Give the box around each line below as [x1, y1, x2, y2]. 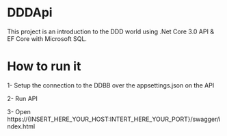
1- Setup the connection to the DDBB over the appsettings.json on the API [7, 81, 215, 90]
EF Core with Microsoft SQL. [7, 34, 88, 42]
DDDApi [7, 5, 53, 21]
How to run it [7, 59, 81, 74]
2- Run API [7, 94, 38, 103]
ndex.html [7, 122, 36, 131]
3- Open [7, 107, 31, 115]
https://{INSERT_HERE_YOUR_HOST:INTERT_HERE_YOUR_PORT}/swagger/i [7, 115, 221, 123]
